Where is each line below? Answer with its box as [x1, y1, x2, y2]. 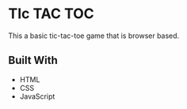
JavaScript [19, 92, 55, 101]
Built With [8, 54, 58, 67]
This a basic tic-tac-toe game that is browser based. [8, 31, 180, 40]
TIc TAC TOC [8, 5, 95, 23]
